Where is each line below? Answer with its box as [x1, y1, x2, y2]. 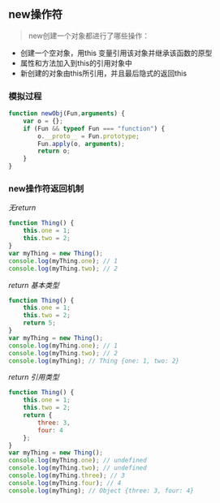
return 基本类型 [8, 280, 59, 290]
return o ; [37, 147, 71, 156]
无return [8, 203, 37, 213]
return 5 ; [23, 319, 57, 327]
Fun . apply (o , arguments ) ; [37, 140, 126, 148]
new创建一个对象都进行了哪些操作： [28, 31, 150, 41]
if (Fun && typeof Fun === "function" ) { [23, 124, 165, 132]
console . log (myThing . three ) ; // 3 [8, 471, 126, 480]
